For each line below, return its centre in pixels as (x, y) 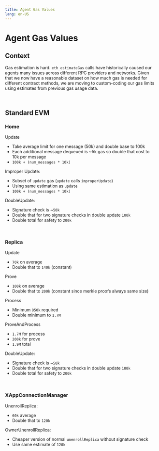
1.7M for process (28, 334)
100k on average (28, 286)
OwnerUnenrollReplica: (28, 430)
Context (17, 56)
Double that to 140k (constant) (42, 267)
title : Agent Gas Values (30, 9)
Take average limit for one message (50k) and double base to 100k (79, 146)
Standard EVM (27, 113)
